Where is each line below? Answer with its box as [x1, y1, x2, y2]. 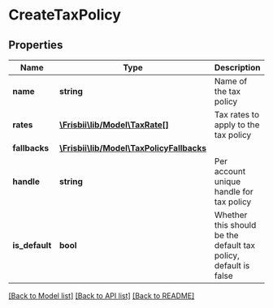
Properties [8, 38, 63, 52]
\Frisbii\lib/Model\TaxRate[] [59, 119, 169, 130]
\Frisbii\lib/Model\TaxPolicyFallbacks [59, 143, 207, 153]
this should [214, 220, 257, 230]
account [214, 166, 246, 177]
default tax [214, 240, 256, 250]
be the [214, 229, 239, 241]
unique [214, 176, 241, 187]
